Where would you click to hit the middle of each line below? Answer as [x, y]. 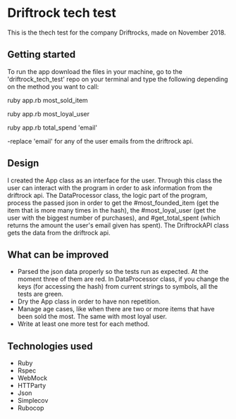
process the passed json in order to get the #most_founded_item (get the [113, 203]
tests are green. [40, 294]
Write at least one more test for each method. [83, 324]
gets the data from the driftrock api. [59, 232]
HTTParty [32, 386]
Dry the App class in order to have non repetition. [89, 301]
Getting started [42, 55]
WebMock [32, 378]
